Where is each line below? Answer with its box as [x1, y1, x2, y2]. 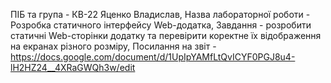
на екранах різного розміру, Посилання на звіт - [10, 40, 217, 52]
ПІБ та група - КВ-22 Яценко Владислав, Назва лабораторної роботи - [10, 9, 311, 20]
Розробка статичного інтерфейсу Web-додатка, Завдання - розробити [10, 19, 312, 31]
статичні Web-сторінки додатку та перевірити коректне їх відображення [10, 30, 322, 41]
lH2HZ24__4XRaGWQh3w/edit [10, 62, 136, 73]
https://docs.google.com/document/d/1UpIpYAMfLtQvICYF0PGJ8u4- [10, 51, 296, 63]
